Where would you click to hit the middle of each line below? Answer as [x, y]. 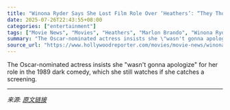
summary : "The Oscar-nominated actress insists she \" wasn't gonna [105, 39]
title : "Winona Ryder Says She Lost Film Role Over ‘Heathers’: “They [110, 13]
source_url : [24, 45]
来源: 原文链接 [27, 99]
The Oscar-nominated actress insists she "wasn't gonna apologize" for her [113, 65]
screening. [22, 79]
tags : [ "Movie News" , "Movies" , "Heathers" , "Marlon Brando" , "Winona [110, 32]
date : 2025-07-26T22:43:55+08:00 [55, 20]
